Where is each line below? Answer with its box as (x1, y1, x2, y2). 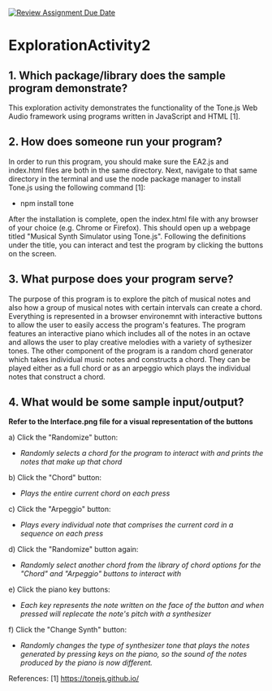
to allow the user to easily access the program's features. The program (8, 320, 246, 330)
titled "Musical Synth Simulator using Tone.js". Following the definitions (8, 231, 246, 241)
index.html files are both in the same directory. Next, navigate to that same (8, 165, 258, 175)
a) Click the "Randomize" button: (8, 432, 119, 443)
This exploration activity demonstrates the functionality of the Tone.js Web (8, 103, 258, 112)
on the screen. (8, 248, 57, 258)
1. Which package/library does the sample (8, 68, 226, 82)
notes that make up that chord (19, 457, 123, 467)
